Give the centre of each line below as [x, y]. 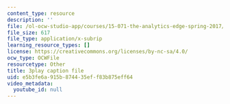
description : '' [30, 20]
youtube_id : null [38, 90]
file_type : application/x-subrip [55, 39]
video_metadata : [30, 83]
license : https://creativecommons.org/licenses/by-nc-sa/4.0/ [98, 52]
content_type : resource [41, 13]
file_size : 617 [29, 32]
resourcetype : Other [37, 64]
